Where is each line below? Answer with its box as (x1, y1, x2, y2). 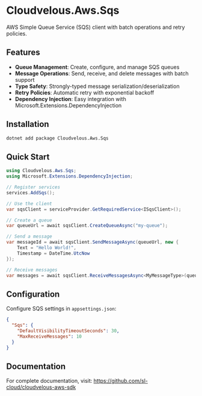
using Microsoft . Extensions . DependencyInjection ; (6, 173, 133, 179)
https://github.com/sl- (93, 377, 148, 385)
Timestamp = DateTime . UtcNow (17, 250, 90, 256)
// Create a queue (6, 217, 52, 223)
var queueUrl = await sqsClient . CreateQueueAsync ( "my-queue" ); (6, 223, 168, 229)
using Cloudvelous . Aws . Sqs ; (6, 168, 77, 174)
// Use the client (6, 200, 52, 206)
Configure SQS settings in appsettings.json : (6, 305, 117, 312)
